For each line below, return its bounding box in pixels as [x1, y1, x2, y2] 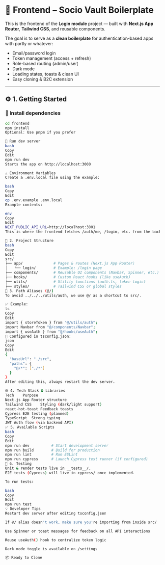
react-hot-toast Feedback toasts [5, 406, 74, 411]
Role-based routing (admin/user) [12, 60, 79, 66]
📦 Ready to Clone [5, 555, 43, 560]
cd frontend [5, 121, 29, 126]
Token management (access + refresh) [12, 55, 91, 61]
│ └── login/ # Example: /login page [5, 266, 102, 270]
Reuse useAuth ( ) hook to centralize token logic [5, 538, 107, 542]
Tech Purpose [5, 393, 38, 398]
